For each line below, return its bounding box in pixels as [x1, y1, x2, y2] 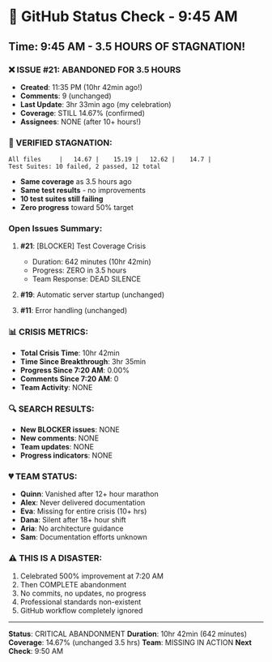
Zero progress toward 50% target [19, 203, 134, 213]
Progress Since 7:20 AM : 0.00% [19, 365, 130, 375]
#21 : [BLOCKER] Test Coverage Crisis [19, 241, 147, 251]
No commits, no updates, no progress [19, 588, 147, 598]
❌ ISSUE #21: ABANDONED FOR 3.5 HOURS [8, 64, 181, 75]
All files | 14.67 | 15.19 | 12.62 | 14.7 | [8, 156, 212, 164]
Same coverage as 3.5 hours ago [19, 177, 132, 187]
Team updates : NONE [19, 442, 95, 452]
